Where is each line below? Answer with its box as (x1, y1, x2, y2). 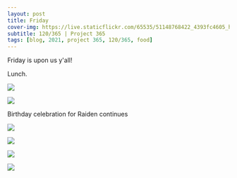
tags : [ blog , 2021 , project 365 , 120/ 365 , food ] (7, 37, 153, 44)
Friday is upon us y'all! (7, 56, 73, 64)
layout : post (7, 10, 46, 18)
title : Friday (7, 17, 49, 24)
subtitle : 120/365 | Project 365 (7, 30, 106, 37)
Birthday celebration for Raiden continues (7, 110, 128, 119)
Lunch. (7, 70, 28, 78)
